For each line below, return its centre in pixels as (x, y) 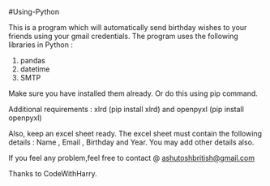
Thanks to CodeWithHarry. (53, 173)
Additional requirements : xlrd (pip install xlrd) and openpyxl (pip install (126, 109)
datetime (35, 69)
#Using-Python (34, 12)
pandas (33, 61)
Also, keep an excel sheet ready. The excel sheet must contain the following (135, 134)
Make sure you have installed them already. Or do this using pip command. (133, 93)
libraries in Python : (41, 45)
